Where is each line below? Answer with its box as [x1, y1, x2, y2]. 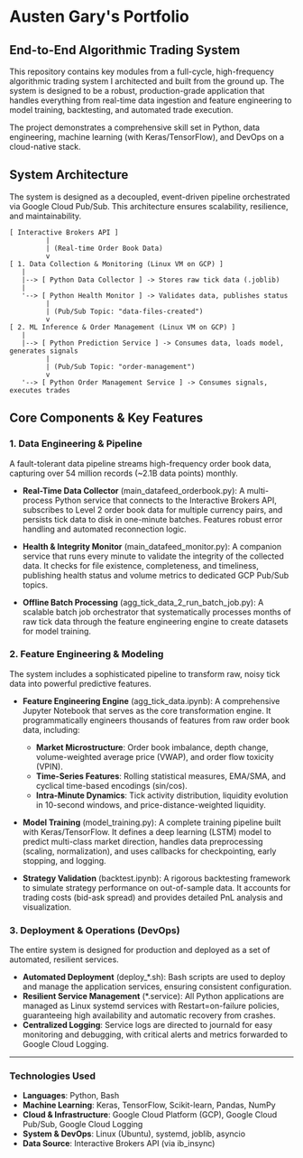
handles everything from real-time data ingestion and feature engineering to [9, 95, 292, 106]
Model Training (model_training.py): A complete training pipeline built [22, 817, 281, 828]
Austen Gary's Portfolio [9, 6, 189, 27]
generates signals [9, 346, 78, 356]
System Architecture [9, 167, 129, 182]
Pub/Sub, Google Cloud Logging [22, 1119, 143, 1130]
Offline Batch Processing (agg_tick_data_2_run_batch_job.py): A [22, 597, 264, 607]
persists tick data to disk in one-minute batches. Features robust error [22, 514, 283, 524]
